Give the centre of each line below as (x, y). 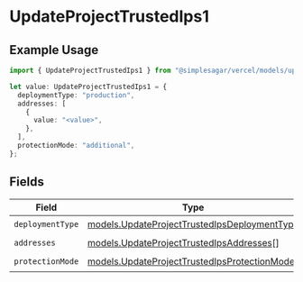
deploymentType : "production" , (76, 95)
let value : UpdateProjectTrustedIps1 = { (88, 86)
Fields (27, 182)
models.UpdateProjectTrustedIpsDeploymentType (193, 224)
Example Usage (54, 50)
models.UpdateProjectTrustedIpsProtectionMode (191, 261)
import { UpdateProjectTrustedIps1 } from (90, 70)
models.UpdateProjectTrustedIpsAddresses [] (183, 243)
